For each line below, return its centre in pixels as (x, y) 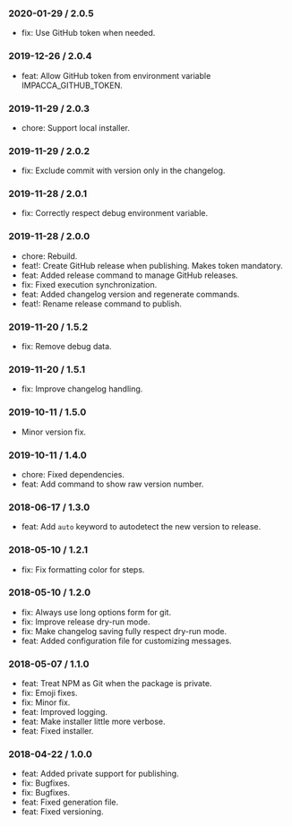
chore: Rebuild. (49, 256)
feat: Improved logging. (64, 712)
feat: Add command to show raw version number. (112, 484)
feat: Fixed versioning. (62, 812)
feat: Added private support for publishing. (100, 774)
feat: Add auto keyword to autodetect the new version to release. (141, 527)
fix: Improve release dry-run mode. (86, 622)
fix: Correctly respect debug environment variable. (114, 213)
